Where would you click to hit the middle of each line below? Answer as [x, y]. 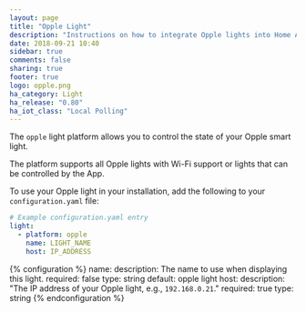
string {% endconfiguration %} [67, 297]
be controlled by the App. [57, 174]
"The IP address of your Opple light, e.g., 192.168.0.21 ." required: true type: [152, 288]
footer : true [34, 77]
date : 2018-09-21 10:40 [55, 43]
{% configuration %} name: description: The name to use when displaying [148, 268]
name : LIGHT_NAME [59, 243]
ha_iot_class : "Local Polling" [69, 111]
